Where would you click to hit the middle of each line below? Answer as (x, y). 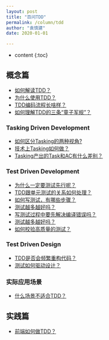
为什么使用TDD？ (35, 97)
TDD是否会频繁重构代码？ (45, 258)
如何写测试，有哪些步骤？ (45, 199)
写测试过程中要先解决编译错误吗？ (55, 214)
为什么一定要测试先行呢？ (45, 185)
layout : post (22, 11)
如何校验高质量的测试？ (43, 229)
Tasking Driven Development (48, 128)
